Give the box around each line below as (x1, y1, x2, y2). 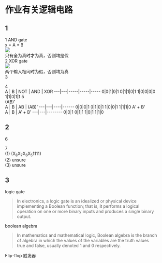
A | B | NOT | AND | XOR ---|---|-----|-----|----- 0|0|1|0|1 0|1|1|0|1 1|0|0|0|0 (5, 89, 156, 94)
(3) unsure (5, 162, 26, 168)
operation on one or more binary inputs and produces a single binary (16, 209, 154, 215)
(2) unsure (5, 157, 26, 163)
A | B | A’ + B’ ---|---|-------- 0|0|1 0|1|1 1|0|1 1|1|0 (5, 109, 104, 115)
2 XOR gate (5, 58, 28, 63)
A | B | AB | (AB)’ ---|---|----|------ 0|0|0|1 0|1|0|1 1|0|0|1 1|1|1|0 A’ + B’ (5, 104, 145, 109)
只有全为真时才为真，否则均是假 (5, 53, 69, 58)
